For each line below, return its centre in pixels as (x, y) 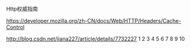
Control (16, 27)
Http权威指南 (22, 9)
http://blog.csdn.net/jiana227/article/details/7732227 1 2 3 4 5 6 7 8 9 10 (95, 39)
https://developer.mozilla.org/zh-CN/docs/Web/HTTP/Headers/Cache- (94, 21)
